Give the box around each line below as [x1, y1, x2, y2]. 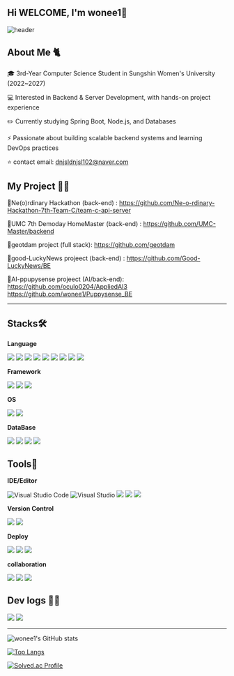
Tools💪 [7, 458, 38, 470]
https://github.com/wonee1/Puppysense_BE [7, 290, 133, 299]
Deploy [7, 532, 29, 541]
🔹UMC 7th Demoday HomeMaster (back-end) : [7, 220, 142, 228]
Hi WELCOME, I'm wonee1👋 [7, 7, 127, 19]
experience [7, 103, 40, 112]
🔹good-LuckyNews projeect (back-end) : [7, 254, 125, 262]
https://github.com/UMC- [143, 220, 216, 228]
